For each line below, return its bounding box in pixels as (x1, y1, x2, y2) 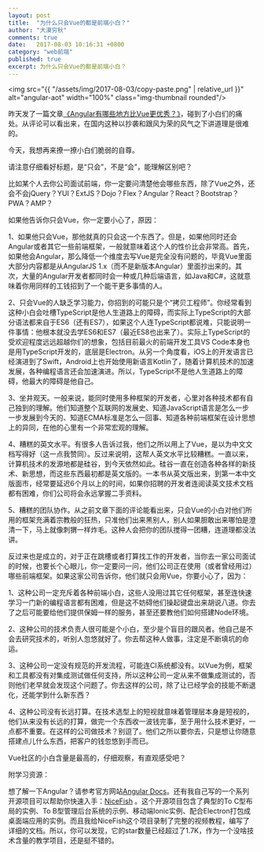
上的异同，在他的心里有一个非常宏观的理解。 (8, 422, 153, 432)
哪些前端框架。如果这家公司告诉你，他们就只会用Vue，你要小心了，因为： (8, 571, 249, 581)
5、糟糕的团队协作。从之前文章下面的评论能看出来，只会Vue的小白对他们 (8, 505, 246, 515)
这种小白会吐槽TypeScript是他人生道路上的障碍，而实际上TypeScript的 (8, 308, 237, 317)
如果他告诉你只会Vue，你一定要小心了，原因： (8, 215, 159, 224)
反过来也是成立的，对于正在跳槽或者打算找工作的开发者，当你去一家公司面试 (8, 551, 256, 561)
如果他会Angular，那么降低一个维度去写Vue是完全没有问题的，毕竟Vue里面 (8, 251, 252, 260)
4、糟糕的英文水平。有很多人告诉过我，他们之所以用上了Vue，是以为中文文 (8, 439, 253, 448)
